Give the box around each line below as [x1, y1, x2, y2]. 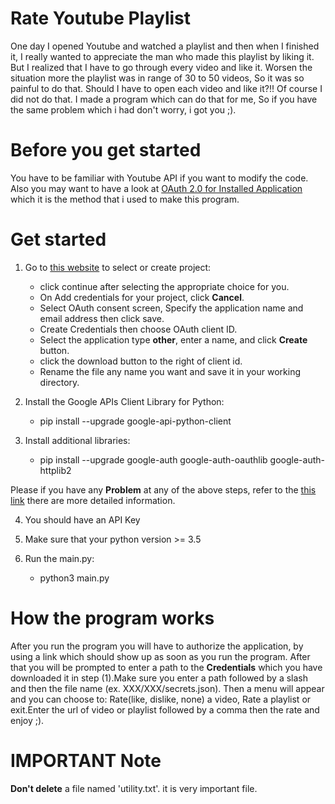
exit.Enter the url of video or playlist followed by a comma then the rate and [10, 703, 320, 716]
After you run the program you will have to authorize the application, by [10, 640, 304, 652]
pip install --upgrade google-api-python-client [39, 415, 232, 427]
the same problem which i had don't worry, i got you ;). [10, 103, 237, 116]
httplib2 [39, 464, 72, 476]
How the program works [10, 607, 215, 629]
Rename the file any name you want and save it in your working [39, 365, 302, 377]
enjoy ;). [10, 714, 45, 726]
